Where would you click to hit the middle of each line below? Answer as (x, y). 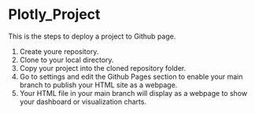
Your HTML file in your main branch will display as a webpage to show (133, 93)
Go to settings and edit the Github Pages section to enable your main (131, 76)
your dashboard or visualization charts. (83, 101)
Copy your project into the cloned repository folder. (103, 68)
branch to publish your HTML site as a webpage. (98, 85)
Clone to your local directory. (67, 60)
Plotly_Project (54, 15)
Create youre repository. (59, 51)
